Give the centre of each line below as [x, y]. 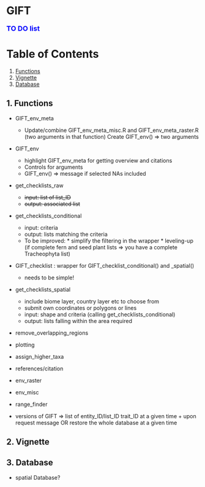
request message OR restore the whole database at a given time [96, 423]
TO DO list [23, 28]
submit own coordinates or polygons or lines [80, 308]
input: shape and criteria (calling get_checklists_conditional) [100, 314]
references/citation [39, 368]
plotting [25, 345]
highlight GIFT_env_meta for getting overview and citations [98, 160]
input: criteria [41, 227]
